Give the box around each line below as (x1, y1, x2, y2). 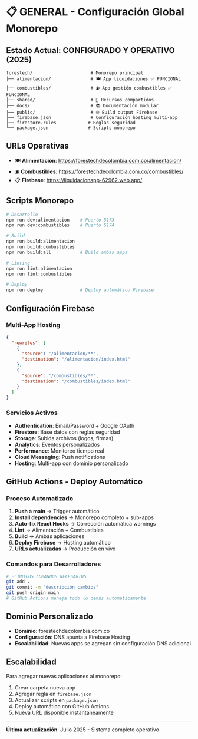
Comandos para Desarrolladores (6, 560, 101, 568)
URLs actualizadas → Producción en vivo (14, 545, 116, 552)
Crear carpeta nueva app (14, 684, 76, 691)
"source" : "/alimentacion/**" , (21, 351, 99, 357)
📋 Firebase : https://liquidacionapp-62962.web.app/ (14, 176, 143, 183)
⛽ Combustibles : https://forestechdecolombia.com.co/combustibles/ (14, 168, 184, 175)
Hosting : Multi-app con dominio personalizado (14, 460, 128, 467)
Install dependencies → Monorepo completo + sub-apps (14, 514, 154, 521)
